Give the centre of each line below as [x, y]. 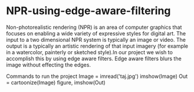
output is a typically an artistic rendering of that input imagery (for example [97, 46]
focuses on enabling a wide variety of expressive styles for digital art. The [96, 33]
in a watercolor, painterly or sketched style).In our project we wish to [89, 52]
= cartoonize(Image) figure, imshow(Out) [56, 82]
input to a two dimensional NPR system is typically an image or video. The [96, 40]
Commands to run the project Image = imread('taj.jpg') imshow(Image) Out [97, 76]
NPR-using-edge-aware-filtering [88, 11]
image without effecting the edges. [49, 65]
